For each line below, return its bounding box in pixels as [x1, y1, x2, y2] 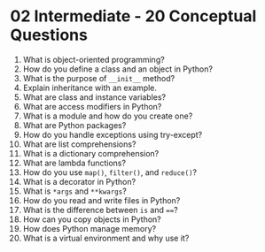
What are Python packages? [22, 119, 127, 130]
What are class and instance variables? [22, 91, 167, 103]
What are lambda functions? [22, 157, 127, 168]
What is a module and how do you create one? [22, 111, 193, 121]
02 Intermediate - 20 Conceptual [10, 6, 257, 27]
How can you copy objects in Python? [22, 214, 162, 225]
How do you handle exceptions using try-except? [22, 129, 203, 140]
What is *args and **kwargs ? [22, 186, 127, 196]
